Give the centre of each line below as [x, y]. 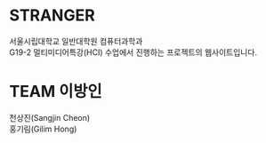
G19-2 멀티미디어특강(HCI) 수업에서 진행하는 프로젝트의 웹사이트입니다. [133, 52]
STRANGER [52, 16]
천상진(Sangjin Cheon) [50, 117]
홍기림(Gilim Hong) [43, 129]
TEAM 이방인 [56, 92]
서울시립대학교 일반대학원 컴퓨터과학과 [76, 41]
